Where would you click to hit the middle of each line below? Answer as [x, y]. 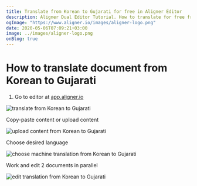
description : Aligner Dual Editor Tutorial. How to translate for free [95, 17]
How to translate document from [87, 68]
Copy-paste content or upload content [52, 119]
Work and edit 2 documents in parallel [52, 165]
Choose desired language [37, 142]
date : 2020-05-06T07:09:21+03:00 [47, 28]
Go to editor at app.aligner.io [49, 97]
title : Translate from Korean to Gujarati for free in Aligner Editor [94, 11]
